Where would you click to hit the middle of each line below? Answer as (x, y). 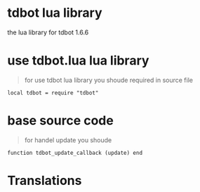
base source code (60, 121)
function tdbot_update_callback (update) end (75, 153)
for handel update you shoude (68, 140)
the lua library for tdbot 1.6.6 (48, 32)
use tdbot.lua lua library (78, 61)
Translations (45, 181)
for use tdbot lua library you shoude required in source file (108, 80)
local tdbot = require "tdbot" (53, 92)
